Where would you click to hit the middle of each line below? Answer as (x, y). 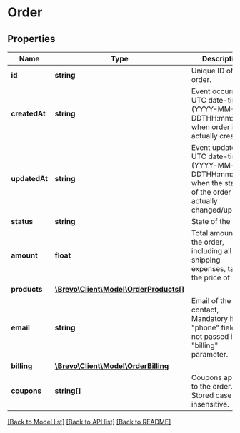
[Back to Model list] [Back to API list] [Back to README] (89, 422)
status (22, 221)
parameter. (210, 354)
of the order (211, 192)
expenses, (209, 269)
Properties (31, 39)
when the (207, 183)
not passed (210, 336)
